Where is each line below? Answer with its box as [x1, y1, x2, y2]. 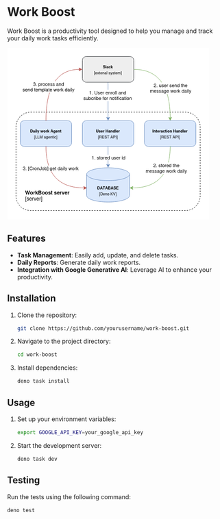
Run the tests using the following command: [7, 492, 132, 501]
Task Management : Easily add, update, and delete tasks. [16, 251, 179, 259]
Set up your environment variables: [16, 415, 117, 423]
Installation [7, 292, 56, 305]
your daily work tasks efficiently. [7, 34, 99, 42]
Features [7, 233, 46, 244]
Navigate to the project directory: [16, 337, 111, 346]
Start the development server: [16, 441, 102, 449]
